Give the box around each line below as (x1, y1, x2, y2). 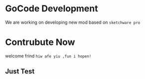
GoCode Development (5, 3, 98, 14)
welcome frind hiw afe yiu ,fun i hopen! (5, 53, 92, 59)
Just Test (5, 67, 35, 76)
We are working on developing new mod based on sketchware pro (5, 19, 141, 25)
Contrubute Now (5, 37, 75, 48)
